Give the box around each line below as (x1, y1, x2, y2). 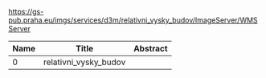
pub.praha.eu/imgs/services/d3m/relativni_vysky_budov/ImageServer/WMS (8, 15, 259, 25)
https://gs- (8, 7, 44, 16)
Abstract (133, 43, 168, 54)
